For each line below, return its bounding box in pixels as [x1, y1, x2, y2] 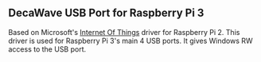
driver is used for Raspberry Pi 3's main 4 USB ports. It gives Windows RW [8, 36, 253, 45]
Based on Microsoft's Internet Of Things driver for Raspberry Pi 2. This [8, 27, 240, 37]
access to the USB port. [8, 44, 87, 54]
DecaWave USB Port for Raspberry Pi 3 [8, 6, 205, 20]
